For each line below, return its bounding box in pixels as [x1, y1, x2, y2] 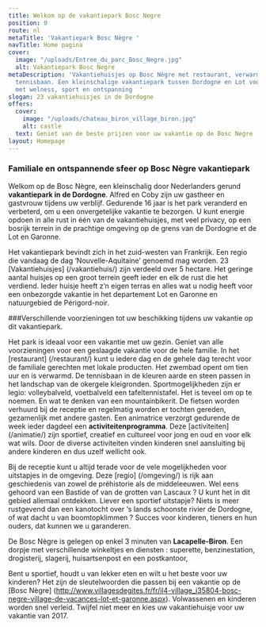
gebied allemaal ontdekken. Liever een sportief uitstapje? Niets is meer [8, 495, 240, 505]
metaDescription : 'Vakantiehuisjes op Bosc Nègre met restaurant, [8, 71, 232, 79]
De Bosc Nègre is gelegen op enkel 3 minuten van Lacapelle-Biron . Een [8, 537, 243, 546]
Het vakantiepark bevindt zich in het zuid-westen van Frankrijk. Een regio [8, 247, 248, 256]
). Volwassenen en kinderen [165, 594, 256, 603]
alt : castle [22, 122, 62, 130]
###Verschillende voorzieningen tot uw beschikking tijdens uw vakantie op [8, 313, 253, 322]
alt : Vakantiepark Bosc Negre [15, 63, 115, 71]
